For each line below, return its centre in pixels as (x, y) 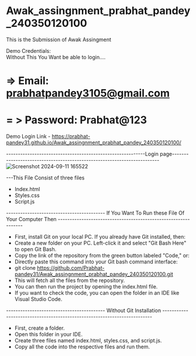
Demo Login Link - (28, 137)
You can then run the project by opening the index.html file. (86, 287)
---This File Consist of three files (45, 178)
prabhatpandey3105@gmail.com (88, 94)
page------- (174, 154)
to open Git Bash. (35, 249)
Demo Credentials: (28, 50)
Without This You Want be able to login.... (56, 57)
